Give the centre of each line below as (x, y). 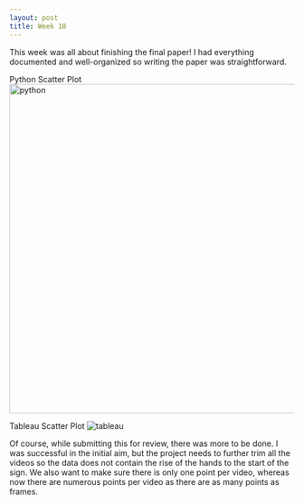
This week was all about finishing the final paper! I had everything (132, 52)
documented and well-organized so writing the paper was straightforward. (148, 62)
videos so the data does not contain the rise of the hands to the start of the (149, 462)
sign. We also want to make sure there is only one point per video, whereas (149, 472)
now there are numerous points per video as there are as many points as (144, 481)
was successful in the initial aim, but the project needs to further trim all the (150, 452)
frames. (24, 491)
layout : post (34, 18)
